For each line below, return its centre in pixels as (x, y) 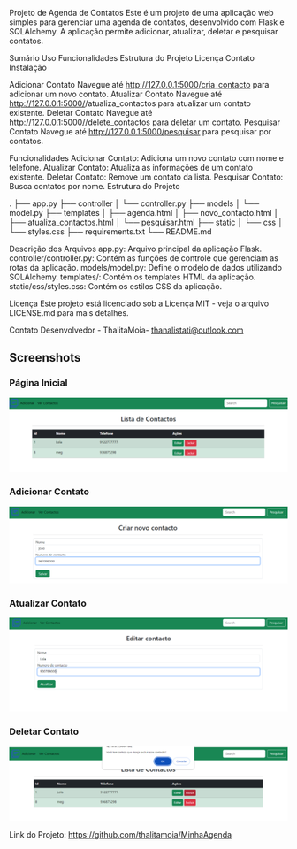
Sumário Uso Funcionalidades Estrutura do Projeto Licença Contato (132, 58)
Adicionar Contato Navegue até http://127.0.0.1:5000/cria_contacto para (139, 84)
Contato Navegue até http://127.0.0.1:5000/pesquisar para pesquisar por (141, 131)
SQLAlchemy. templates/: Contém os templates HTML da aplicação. (133, 277)
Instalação (28, 67)
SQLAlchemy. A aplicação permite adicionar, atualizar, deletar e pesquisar (144, 31)
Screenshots (45, 358)
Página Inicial (38, 383)
